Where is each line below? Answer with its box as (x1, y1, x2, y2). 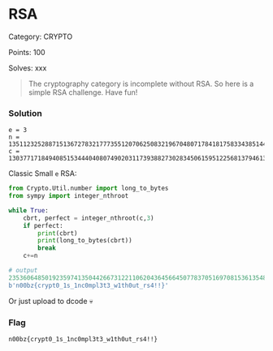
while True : (8, 206, 49, 215)
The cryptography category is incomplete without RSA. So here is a (28, 79, 254, 88)
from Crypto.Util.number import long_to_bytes (8, 184, 169, 193)
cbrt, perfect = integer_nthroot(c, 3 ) (23, 214, 154, 222)
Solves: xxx (8, 62, 47, 73)
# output (8, 267, 38, 275)
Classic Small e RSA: (8, 169, 77, 178)
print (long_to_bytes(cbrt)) (37, 237, 132, 245)
